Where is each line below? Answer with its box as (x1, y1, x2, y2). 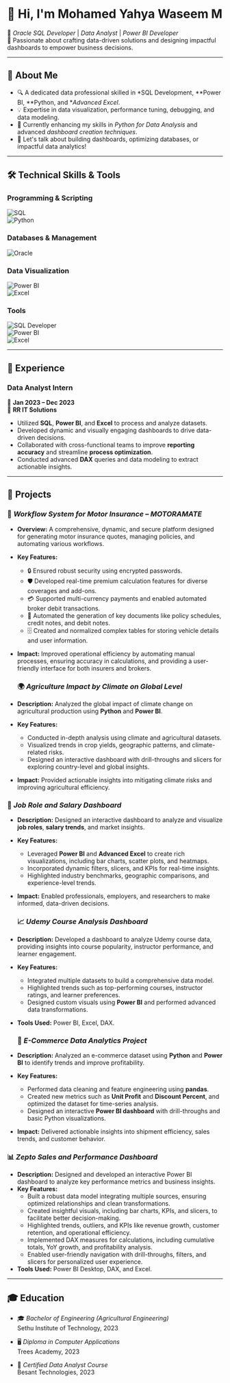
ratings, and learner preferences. (27, 990, 120, 999)
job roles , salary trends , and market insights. (16, 823, 145, 832)
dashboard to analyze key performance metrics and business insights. (16, 1178, 216, 1186)
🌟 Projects (7, 489, 52, 501)
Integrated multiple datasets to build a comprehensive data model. (27, 976, 214, 984)
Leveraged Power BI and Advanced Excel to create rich (27, 849, 185, 858)
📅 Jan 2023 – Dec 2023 (7, 399, 75, 407)
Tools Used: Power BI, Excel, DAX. (16, 1019, 115, 1027)
